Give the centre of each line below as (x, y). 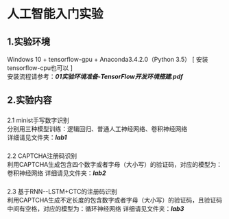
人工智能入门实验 (56, 14)
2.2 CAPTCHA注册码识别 (42, 156)
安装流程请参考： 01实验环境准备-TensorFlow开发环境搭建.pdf (95, 77)
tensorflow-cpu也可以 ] (40, 68)
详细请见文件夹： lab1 (37, 137)
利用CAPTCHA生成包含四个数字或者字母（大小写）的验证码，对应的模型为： (115, 165)
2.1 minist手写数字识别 (38, 120)
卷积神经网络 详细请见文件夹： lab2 (57, 173)
